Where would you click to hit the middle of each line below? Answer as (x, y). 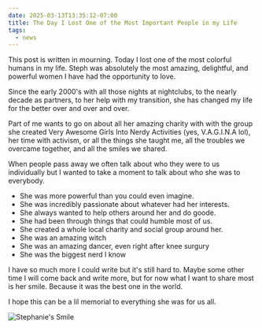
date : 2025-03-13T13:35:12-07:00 (63, 15)
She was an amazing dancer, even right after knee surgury (114, 246)
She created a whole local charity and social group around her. (121, 230)
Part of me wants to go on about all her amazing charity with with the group (131, 124)
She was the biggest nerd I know (73, 255)
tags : (17, 30)
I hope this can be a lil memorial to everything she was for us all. (112, 302)
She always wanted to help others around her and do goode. (118, 213)
